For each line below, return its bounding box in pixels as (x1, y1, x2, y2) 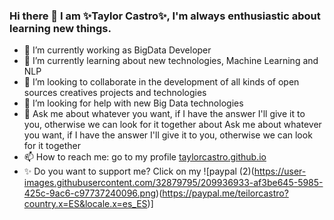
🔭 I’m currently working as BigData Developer (23, 44, 212, 56)
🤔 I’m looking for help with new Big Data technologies (23, 97, 244, 109)
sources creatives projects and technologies (23, 87, 207, 99)
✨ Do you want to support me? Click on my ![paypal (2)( (23, 165, 255, 178)
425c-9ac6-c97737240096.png (23, 187, 157, 199)
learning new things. (9, 21, 112, 35)
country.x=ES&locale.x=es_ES (23, 198, 148, 210)
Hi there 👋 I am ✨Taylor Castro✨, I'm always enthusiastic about (9, 9, 321, 23)
